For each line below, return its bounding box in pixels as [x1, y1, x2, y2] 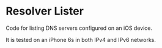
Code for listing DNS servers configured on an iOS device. [6, 24, 152, 32]
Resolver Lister [6, 4, 84, 18]
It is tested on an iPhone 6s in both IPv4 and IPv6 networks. [6, 36, 156, 43]
